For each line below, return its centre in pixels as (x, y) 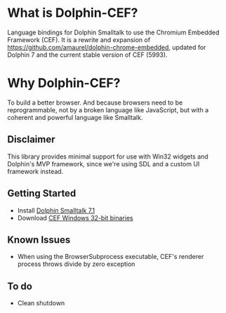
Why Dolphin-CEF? (64, 83)
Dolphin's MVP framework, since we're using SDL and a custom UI (104, 164)
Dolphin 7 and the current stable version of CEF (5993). (87, 55)
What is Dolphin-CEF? (73, 13)
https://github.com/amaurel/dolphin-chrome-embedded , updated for (107, 47)
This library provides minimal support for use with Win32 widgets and (108, 156)
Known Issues (39, 240)
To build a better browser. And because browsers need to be (95, 102)
